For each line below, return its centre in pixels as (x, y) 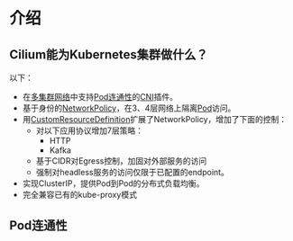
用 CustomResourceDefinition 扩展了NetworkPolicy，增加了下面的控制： (155, 119)
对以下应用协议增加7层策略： (90, 130)
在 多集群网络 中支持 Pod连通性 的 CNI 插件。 (100, 97)
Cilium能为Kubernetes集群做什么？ (109, 54)
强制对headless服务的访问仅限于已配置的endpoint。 (133, 172)
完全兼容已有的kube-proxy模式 (80, 195)
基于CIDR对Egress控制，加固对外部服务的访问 (121, 161)
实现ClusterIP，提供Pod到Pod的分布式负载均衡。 (113, 183)
